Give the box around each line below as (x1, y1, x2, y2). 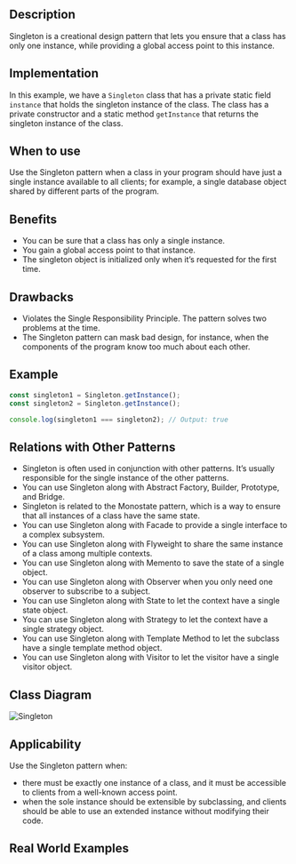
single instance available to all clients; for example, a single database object (9, 177, 287, 188)
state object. (21, 604, 68, 616)
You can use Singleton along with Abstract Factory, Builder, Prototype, (21, 482, 280, 492)
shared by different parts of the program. (9, 186, 160, 196)
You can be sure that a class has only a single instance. (21, 236, 225, 246)
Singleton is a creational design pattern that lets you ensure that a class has (9, 30, 286, 41)
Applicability (9, 737, 82, 752)
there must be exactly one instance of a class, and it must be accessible (21, 777, 287, 788)
